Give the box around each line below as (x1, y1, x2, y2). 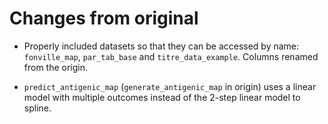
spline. (23, 102, 52, 114)
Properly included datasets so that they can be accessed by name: (23, 40, 300, 52)
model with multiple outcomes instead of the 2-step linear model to (23, 91, 301, 103)
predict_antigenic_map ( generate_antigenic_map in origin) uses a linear (23, 80, 317, 92)
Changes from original (9, 7, 199, 30)
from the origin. (23, 61, 89, 73)
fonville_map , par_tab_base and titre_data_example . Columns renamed (23, 50, 319, 62)
